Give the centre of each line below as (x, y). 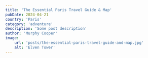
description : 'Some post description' (46, 29)
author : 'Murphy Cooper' (31, 33)
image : (12, 38)
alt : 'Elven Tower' (35, 47)
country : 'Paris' (24, 19)
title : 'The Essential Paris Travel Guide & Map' (59, 10)
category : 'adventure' (29, 24)
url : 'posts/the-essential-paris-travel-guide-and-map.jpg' (79, 43)
